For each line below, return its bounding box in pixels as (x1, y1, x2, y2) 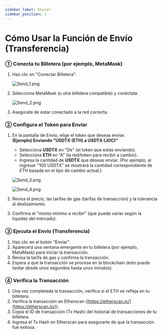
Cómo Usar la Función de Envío (5, 33, 133, 44)
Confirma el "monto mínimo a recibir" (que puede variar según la (12, 210, 142, 217)
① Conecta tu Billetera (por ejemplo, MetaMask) (5, 60, 123, 67)
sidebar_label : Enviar (5, 7, 51, 12)
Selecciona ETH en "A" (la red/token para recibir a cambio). (19, 152, 138, 158)
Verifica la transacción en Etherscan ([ (12, 298, 89, 304)
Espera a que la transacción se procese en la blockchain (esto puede (12, 260, 150, 265)
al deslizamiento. (12, 201, 46, 207)
